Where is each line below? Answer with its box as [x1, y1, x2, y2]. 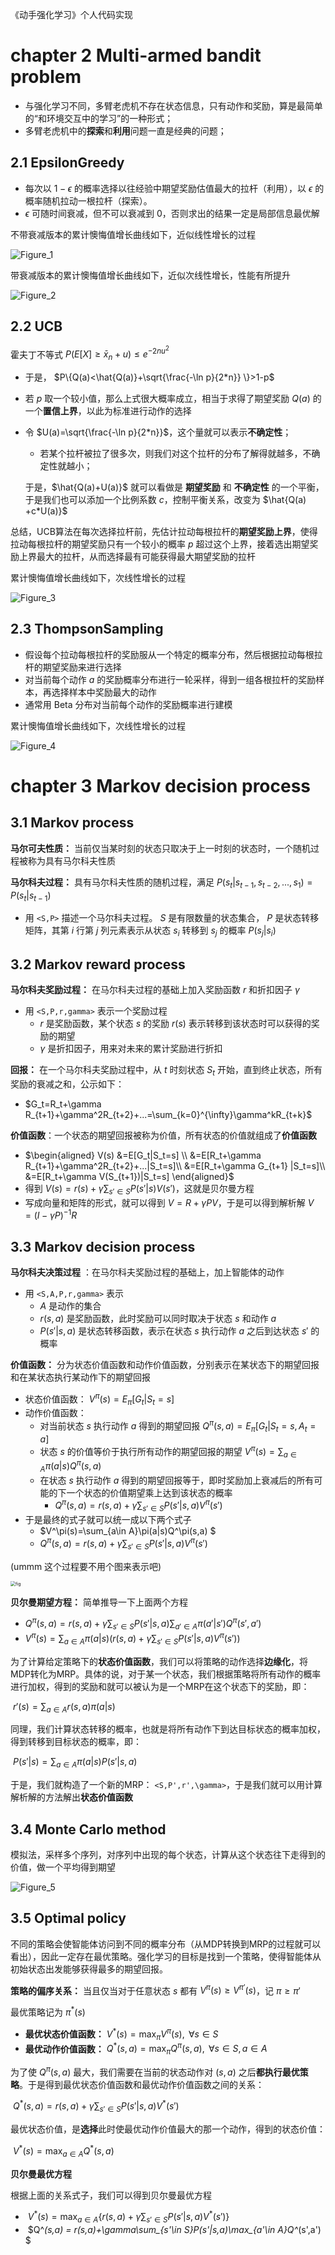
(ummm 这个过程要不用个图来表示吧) [10, 1560, 162, 1572]
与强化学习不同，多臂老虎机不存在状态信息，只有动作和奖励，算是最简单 [24, 99, 323, 112]
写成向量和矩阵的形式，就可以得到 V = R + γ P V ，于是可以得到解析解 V [24, 1196, 315, 1208]
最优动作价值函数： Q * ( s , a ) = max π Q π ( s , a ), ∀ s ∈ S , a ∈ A [24, 2041, 268, 2057]
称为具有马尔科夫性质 [27, 854, 116, 867]
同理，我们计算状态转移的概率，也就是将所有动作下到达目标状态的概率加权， [10, 1723, 326, 1735]
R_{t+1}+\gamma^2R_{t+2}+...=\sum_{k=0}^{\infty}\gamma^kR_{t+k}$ [24, 1108, 313, 1120]
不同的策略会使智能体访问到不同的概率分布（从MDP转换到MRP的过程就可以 [10, 1938, 322, 1950]
